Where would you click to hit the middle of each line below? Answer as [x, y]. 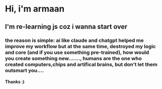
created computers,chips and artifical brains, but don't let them [81, 64]
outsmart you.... [25, 70]
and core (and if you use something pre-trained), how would [77, 52]
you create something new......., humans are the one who [73, 58]
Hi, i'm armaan [35, 9]
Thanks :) [15, 82]
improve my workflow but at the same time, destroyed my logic [81, 46]
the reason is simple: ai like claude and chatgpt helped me [74, 40]
